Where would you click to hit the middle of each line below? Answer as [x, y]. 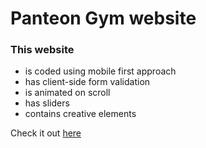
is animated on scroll [67, 93]
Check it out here [46, 133]
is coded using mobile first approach [100, 71]
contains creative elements [80, 114]
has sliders [47, 103]
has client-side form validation [87, 82]
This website [42, 50]
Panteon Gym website [103, 18]
